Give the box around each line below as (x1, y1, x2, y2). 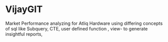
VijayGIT (5, 4, 43, 15)
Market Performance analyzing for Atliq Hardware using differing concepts (5, 20, 163, 26)
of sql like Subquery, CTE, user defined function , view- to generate (5, 25, 148, 31)
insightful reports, (5, 31, 43, 37)
